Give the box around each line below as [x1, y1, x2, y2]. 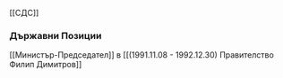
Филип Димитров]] [9, 59, 82, 70]
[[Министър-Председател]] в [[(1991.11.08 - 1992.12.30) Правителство [9, 50, 275, 60]
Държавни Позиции [9, 29, 102, 42]
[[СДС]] [9, 8, 39, 18]
